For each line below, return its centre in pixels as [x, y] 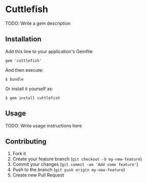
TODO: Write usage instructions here [44, 125]
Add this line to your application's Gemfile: [49, 51]
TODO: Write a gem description [38, 23]
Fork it [19, 154]
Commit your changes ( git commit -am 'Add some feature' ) [75, 164]
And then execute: [24, 70]
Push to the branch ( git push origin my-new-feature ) [69, 170]
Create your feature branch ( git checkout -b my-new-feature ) [77, 159]
